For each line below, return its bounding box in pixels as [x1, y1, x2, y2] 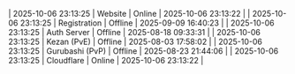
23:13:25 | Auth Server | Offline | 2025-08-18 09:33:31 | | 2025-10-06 [8, 27, 261, 37]
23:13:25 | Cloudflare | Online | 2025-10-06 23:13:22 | [8, 55, 204, 65]
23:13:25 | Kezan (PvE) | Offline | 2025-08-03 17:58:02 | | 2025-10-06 [8, 36, 262, 47]
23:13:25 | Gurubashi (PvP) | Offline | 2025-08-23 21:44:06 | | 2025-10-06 [8, 46, 279, 56]
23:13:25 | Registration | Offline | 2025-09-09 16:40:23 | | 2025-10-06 [19, 18, 275, 28]
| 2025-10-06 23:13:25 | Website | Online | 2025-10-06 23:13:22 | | [8, 9, 251, 18]
